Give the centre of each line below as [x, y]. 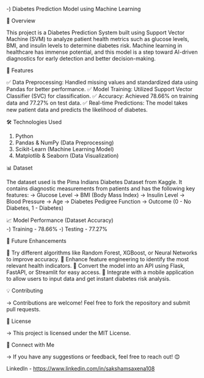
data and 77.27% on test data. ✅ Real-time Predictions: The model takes [97, 103]
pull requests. [24, 309]
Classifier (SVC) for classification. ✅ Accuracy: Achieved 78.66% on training [102, 96]
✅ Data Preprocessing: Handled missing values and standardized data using [102, 82]
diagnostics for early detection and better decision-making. [81, 58]
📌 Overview [21, 20]
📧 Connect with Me [31, 345]
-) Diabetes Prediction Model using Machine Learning [74, 9]
